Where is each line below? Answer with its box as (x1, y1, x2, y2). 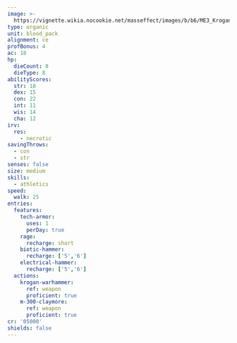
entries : (7, 200, 33, 208)
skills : (7, 174, 30, 181)
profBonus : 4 (7, 43, 46, 50)
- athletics (13, 180, 49, 187)
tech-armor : (20, 213, 55, 220)
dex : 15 (13, 89, 37, 96)
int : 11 (13, 102, 37, 109)
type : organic (7, 23, 49, 30)
